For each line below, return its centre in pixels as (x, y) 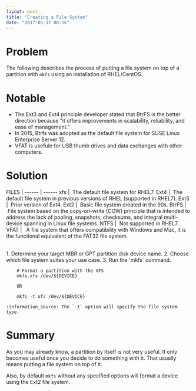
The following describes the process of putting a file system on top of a (93, 68)
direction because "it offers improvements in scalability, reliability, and (100, 121)
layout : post (22, 11)
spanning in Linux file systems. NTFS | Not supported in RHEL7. (101, 224)
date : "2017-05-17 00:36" (38, 22)
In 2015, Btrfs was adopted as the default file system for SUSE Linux (97, 133)
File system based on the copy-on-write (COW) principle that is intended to (99, 211)
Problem (27, 52)
